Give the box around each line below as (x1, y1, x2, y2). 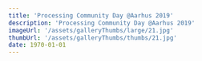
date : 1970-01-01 (8, 41, 67, 49)
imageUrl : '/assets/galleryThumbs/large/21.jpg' (8, 26, 174, 34)
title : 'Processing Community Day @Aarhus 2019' (8, 11, 174, 20)
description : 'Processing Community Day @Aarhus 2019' (8, 19, 196, 27)
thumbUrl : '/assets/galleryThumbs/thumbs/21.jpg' (8, 33, 178, 42)
